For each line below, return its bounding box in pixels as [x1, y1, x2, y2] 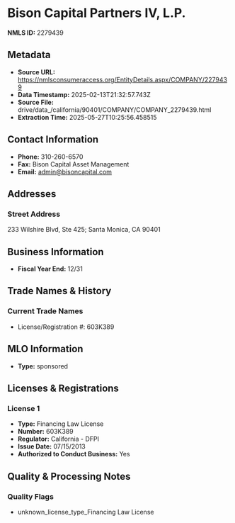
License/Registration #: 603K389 [17, 322, 115, 331]
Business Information [7, 246, 104, 258]
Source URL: [17, 67, 55, 76]
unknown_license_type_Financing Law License [17, 507, 154, 516]
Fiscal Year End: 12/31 [17, 264, 83, 274]
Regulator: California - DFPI [17, 434, 99, 444]
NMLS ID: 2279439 [7, 28, 64, 37]
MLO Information [7, 343, 84, 355]
